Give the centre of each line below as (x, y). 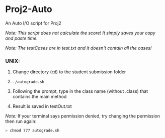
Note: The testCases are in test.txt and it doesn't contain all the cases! (78, 48)
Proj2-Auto (29, 9)
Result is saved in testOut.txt (42, 106)
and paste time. (21, 38)
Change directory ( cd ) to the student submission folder (69, 72)
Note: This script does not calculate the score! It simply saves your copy (80, 33)
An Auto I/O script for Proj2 (33, 23)
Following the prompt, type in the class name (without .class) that (80, 91)
